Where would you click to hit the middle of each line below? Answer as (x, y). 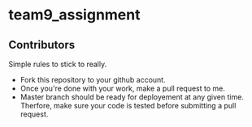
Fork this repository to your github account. (93, 80)
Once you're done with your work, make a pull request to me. (122, 88)
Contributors (42, 45)
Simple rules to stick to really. (58, 64)
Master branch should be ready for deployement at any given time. (132, 97)
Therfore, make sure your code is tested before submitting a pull (128, 106)
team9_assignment (74, 15)
